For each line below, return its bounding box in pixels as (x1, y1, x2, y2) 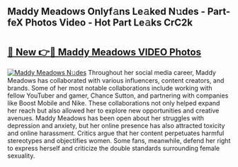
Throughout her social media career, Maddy (88, 69, 216, 76)
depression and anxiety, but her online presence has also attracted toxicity (7, 122, 225, 129)
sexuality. (7, 151, 35, 160)
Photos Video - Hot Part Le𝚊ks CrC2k (25, 17, 193, 29)
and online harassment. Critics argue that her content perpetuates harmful (7, 129, 225, 137)
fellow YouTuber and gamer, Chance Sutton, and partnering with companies (7, 91, 229, 100)
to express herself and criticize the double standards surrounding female (7, 144, 220, 152)
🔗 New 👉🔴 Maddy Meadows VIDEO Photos (7, 46, 202, 58)
